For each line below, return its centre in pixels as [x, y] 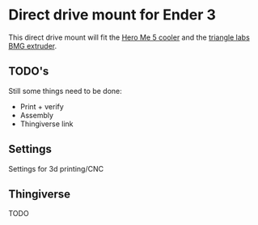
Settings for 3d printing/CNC [56, 168]
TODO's [29, 72]
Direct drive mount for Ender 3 [112, 15]
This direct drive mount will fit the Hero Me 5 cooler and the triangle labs [129, 37]
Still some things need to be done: [66, 91]
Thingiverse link [47, 124]
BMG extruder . [33, 45]
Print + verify [42, 106]
